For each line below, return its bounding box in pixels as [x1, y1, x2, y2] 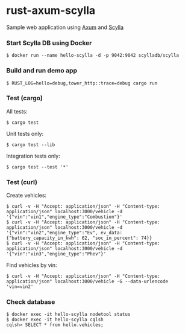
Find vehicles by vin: [6, 262, 57, 269]
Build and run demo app [6, 66, 77, 75]
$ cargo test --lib [6, 141, 55, 148]
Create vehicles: [6, 191, 47, 199]
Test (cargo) [6, 94, 43, 103]
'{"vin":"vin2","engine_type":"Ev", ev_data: [6, 230, 122, 236]
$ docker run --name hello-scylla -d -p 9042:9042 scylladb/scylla [6, 53, 180, 59]
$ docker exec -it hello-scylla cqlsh [6, 316, 104, 323]
